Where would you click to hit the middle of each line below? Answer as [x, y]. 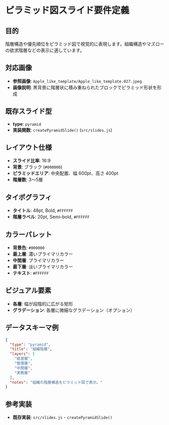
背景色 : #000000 [28, 248]
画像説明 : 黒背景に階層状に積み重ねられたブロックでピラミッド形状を [85, 87]
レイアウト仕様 [29, 148]
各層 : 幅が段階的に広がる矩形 [43, 303]
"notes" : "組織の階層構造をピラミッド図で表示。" [56, 382]
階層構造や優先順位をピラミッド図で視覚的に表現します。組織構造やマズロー [85, 44]
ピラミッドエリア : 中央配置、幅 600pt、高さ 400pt [66, 173]
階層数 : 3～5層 [28, 180]
